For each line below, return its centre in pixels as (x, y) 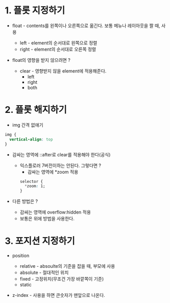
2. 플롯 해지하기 (36, 110)
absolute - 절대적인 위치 (44, 273)
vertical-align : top (31, 139)
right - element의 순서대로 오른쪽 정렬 (58, 49)
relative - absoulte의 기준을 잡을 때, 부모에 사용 (67, 266)
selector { (31, 181)
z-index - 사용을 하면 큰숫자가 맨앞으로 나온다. (58, 295)
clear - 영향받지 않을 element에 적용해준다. (63, 71)
